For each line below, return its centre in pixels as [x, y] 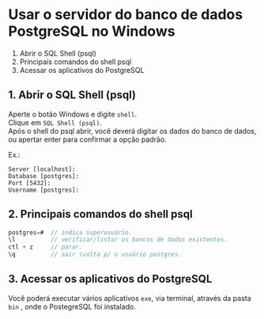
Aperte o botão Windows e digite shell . [72, 114]
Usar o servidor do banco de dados [126, 15]
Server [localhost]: [42, 169]
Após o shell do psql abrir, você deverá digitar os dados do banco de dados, [132, 131]
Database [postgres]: [44, 176]
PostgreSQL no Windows [92, 31]
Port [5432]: [30, 183]
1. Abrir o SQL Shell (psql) [72, 95]
